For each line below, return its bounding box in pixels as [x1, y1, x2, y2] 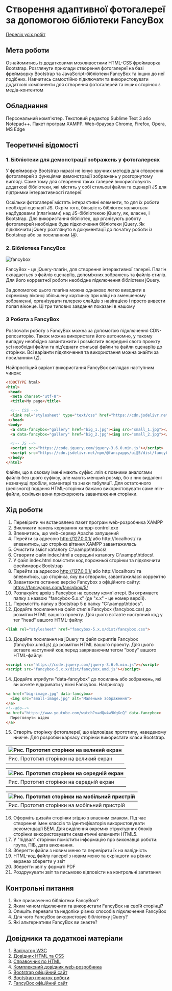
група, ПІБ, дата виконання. [13, 842, 74, 848]
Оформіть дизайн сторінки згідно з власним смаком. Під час [13, 815, 146, 821]
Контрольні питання [6, 884, 74, 892]
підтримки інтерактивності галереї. [6, 189, 83, 196]
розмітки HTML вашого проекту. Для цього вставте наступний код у [13, 611, 163, 617]
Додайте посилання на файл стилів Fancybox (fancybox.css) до [13, 606, 151, 612]
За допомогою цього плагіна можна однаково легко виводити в [6, 287, 146, 293]
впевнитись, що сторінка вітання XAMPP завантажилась [13, 541, 137, 547]
